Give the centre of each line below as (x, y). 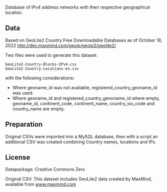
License (18, 157)
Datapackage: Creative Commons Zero (45, 170)
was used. (23, 93)
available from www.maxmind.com (41, 185)
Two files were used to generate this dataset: (52, 55)
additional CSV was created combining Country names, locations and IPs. (81, 142)
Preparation (24, 124)
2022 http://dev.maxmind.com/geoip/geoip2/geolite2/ (61, 45)
